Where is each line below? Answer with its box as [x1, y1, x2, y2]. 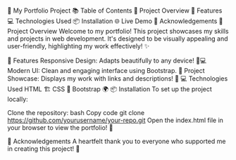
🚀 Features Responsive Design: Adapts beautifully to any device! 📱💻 [7, 56, 206, 65]
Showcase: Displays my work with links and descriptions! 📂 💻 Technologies [7, 74, 228, 83]
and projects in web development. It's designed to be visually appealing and [7, 34, 228, 43]
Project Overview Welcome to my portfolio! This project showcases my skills [7, 27, 229, 35]
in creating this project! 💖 [7, 145, 80, 153]
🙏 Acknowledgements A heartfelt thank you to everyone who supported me [7, 137, 226, 145]
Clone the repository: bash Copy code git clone [7, 109, 145, 116]
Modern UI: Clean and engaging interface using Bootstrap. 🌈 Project [7, 67, 206, 74]
